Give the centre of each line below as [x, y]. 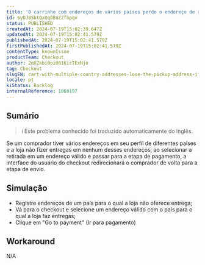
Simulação [27, 189]
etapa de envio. [26, 169]
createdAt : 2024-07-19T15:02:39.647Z [54, 29]
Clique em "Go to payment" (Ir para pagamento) [75, 222]
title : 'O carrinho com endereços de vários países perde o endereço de [101, 12]
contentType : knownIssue [38, 52]
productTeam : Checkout [35, 57]
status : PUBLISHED [30, 23]
